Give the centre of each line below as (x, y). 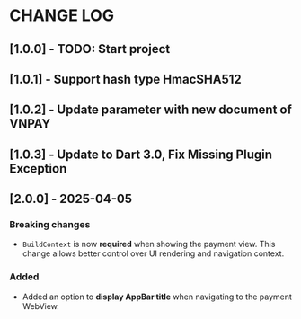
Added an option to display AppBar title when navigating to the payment (157, 297)
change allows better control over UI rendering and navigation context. (153, 253)
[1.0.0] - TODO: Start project (90, 49)
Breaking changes (50, 225)
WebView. (41, 306)
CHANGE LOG (62, 16)
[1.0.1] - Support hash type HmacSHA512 (126, 79)
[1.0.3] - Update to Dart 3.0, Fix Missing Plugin (141, 154)
